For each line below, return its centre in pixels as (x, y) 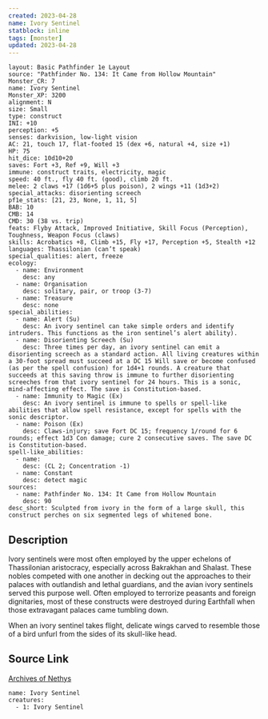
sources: (23, 487)
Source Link (39, 659)
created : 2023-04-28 (43, 16)
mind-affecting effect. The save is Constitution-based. (105, 389)
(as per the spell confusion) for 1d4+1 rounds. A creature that (119, 369)
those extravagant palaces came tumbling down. (89, 609)
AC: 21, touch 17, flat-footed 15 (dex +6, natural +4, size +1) (119, 145)
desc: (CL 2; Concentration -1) (76, 466)
